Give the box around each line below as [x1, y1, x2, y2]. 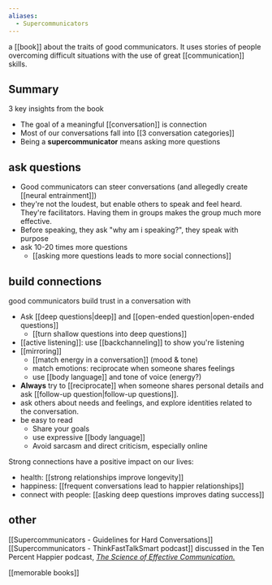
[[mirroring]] [19, 346, 63, 355]
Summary [8, 82, 59, 96]
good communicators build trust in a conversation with [8, 295, 191, 305]
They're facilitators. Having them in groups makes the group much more [19, 208, 261, 217]
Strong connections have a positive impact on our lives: [8, 456, 194, 467]
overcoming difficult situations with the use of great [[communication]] [8, 50, 245, 60]
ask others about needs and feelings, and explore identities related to [19, 398, 253, 407]
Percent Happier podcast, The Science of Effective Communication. [8, 552, 235, 561]
